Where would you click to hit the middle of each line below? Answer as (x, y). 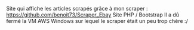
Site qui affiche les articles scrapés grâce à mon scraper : (77, 9)
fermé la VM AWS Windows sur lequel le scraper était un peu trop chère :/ (97, 21)
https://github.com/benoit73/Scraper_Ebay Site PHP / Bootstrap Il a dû (93, 15)
